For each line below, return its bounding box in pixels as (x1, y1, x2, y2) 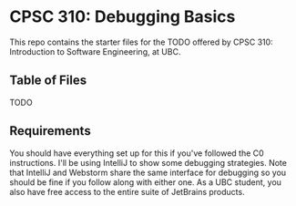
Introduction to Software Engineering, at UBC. (9, 46, 181, 57)
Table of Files (9, 73, 87, 88)
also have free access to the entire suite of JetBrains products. (9, 186, 245, 197)
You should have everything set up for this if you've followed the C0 (9, 148, 264, 159)
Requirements (9, 123, 91, 139)
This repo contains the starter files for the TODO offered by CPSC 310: (9, 36, 273, 47)
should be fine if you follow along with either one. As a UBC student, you (9, 176, 282, 188)
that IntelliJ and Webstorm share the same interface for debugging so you (9, 167, 287, 178)
